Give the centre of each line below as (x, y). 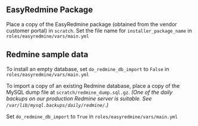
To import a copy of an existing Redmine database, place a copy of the (93, 85)
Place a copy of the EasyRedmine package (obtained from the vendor (92, 24)
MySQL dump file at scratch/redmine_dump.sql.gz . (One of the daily (89, 92)
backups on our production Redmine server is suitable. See (79, 99)
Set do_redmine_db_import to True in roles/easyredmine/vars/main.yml (92, 116)
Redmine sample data (47, 55)
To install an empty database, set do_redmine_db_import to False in (88, 69)
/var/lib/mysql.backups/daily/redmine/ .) (58, 105)
